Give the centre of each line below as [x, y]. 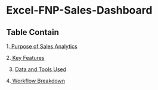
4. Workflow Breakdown [36, 81]
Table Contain [33, 32]
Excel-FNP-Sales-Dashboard [79, 10]
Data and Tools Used [41, 69]
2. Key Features [25, 58]
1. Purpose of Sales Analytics [42, 46]
